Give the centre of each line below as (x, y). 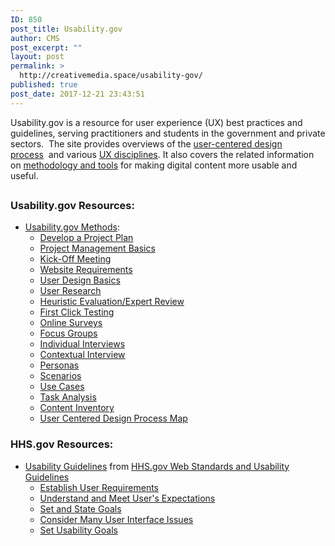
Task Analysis (68, 397)
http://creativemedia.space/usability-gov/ (111, 76)
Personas (59, 365)
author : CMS (35, 38)
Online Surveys (71, 323)
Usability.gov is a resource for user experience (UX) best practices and (156, 122)
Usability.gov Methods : (72, 227)
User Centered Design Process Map (113, 418)
